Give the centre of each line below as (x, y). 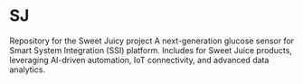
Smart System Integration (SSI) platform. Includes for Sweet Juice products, (151, 50)
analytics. (27, 70)
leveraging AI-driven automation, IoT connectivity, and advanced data (139, 60)
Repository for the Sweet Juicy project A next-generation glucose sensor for (152, 41)
